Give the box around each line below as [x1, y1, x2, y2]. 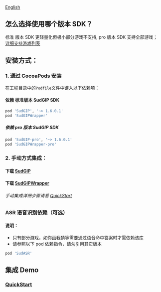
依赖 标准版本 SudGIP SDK [5, 97, 60, 103]
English [5, 4, 20, 10]
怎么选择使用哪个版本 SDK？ [5, 20, 93, 28]
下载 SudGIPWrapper [5, 180, 49, 186]
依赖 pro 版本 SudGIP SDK [5, 125, 59, 131]
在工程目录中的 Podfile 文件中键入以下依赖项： [5, 85, 100, 91]
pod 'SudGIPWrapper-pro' [5, 142, 57, 147]
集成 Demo [5, 266, 39, 274]
